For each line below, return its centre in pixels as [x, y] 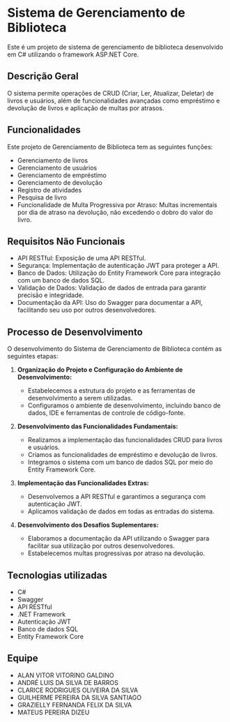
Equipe [23, 658]
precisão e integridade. [51, 295]
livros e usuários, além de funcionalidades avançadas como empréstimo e [114, 100]
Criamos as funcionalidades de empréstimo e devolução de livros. [123, 455]
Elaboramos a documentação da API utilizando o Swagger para [118, 539]
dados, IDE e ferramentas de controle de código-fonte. [107, 413]
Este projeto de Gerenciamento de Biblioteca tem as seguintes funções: [110, 146]
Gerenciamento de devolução [60, 182]
